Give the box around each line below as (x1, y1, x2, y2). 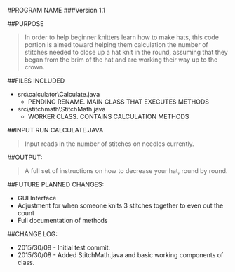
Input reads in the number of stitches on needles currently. (24, 140, 194, 148)
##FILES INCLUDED (7, 76, 65, 85)
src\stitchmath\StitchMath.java (17, 105, 106, 113)
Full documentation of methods (17, 217, 108, 224)
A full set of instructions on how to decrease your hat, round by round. (24, 167, 228, 175)
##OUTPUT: (7, 154, 43, 161)
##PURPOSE (7, 20, 44, 27)
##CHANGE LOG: (7, 230, 58, 238)
